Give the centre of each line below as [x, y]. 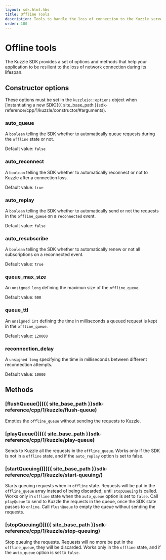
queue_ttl [17, 310]
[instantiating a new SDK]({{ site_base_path [49, 105]
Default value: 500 [23, 297]
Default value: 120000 [26, 336]
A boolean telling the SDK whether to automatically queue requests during [80, 134]
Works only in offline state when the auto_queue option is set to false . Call [82, 496]
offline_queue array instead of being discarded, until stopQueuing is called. [81, 491]
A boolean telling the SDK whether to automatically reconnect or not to [77, 172]
